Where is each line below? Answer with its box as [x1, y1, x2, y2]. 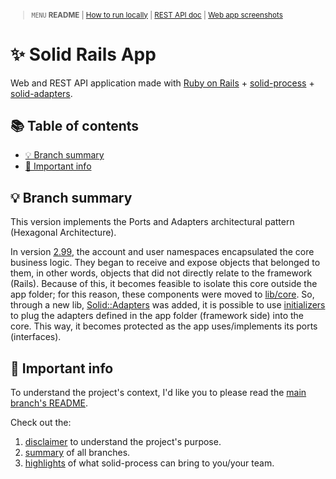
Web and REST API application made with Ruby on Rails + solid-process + [10, 77, 315, 89]
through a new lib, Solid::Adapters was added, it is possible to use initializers [10, 299, 326, 311]
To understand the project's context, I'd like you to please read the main [10, 387, 307, 399]
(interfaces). [10, 331, 62, 343]
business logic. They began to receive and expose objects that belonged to [10, 257, 321, 269]
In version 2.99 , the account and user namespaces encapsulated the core [10, 246, 315, 258]
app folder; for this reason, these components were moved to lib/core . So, [10, 288, 315, 301]
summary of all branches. [24, 447, 131, 459]
